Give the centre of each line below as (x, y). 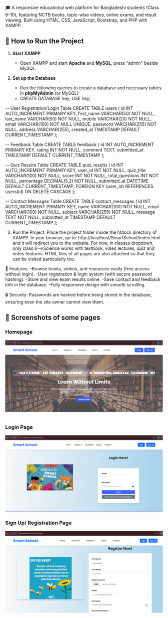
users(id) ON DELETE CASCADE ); (40, 191)
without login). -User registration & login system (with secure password (79, 274)
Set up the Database (34, 78)
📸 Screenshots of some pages (53, 318)
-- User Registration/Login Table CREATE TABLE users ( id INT (69, 108)
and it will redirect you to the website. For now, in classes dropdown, (83, 243)
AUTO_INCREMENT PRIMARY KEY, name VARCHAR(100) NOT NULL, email (82, 206)
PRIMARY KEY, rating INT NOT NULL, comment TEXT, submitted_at (74, 149)
